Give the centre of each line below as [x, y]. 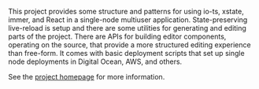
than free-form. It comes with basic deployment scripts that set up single [127, 53]
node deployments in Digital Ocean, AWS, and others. [95, 61]
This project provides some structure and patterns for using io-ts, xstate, [126, 11]
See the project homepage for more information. [87, 77]
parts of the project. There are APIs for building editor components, [117, 36]
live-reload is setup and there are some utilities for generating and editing [127, 28]
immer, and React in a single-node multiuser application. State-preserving [128, 20]
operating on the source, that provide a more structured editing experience [129, 45]
